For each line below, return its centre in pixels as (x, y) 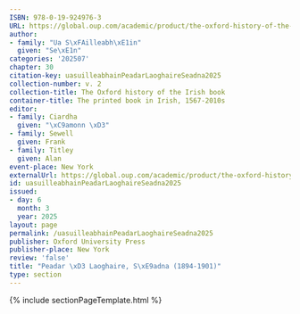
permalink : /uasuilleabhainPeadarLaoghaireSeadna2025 (112, 233)
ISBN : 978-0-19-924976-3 (55, 17)
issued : (24, 192)
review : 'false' (39, 258)
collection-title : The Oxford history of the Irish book (117, 92)
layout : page (33, 225)
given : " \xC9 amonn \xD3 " (63, 126)
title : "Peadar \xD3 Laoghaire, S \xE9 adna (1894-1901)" (115, 267)
